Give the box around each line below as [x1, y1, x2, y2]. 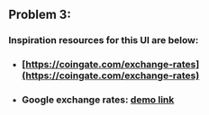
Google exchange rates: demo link [21, 93, 175, 106]
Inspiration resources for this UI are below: [8, 34, 199, 47]
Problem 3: [8, 7, 71, 22]
